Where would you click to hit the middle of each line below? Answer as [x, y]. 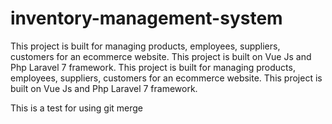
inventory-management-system [146, 18]
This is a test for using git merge [76, 108]
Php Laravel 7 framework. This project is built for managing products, [153, 67]
